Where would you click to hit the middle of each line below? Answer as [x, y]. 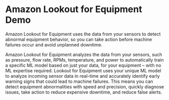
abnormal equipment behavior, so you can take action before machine [79, 39]
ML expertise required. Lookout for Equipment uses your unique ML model [83, 70]
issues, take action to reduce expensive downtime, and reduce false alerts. [84, 92]
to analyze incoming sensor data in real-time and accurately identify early [82, 76]
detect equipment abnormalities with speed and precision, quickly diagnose [85, 86]
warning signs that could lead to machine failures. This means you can [79, 81]
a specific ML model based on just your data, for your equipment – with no [83, 65]
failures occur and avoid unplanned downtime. [54, 44]
